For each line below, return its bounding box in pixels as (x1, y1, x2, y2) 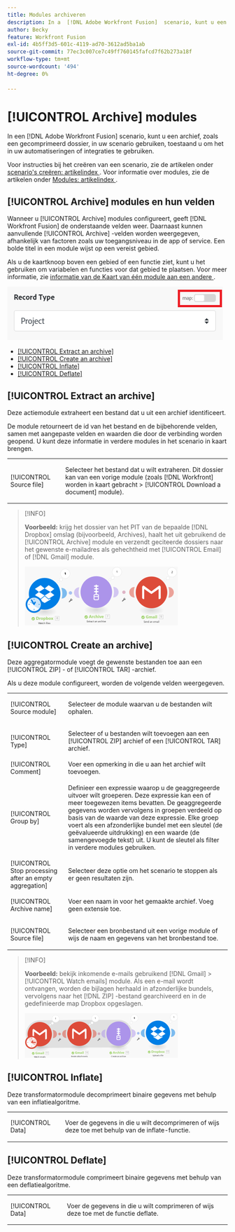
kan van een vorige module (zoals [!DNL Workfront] (65, 473, 214, 481)
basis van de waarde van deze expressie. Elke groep (67, 813, 219, 822)
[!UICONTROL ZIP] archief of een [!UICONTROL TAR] (67, 737, 222, 745)
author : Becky (7, 26, 49, 33)
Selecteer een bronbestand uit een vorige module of (67, 926, 218, 935)
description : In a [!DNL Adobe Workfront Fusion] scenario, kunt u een (7, 18, 227, 26)
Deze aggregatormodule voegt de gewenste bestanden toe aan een (7, 658, 202, 666)
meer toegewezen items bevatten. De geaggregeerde (67, 798, 222, 806)
